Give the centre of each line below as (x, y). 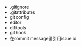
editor (16, 22)
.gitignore (19, 7)
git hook (18, 33)
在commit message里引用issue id (43, 38)
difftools (18, 28)
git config (19, 17)
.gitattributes (22, 12)
